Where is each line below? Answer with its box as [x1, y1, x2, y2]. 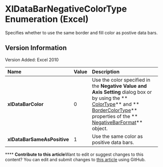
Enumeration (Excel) [5, 14, 89, 25]
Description [92, 68, 120, 75]
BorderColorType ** [92, 107, 137, 114]
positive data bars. [92, 139, 134, 146]
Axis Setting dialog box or [92, 88, 152, 95]
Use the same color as [92, 133, 143, 139]
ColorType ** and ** [92, 100, 140, 107]
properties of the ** [92, 113, 138, 119]
